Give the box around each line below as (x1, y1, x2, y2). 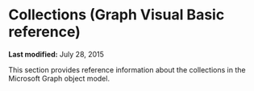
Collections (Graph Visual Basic (8, 6, 225, 24)
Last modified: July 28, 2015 (8, 49, 105, 59)
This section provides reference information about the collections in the (8, 64, 246, 74)
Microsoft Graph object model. (8, 73, 110, 83)
